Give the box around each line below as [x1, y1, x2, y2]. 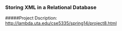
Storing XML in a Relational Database [5, 4, 97, 11]
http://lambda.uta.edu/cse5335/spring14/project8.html [5, 20, 117, 26]
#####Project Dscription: [5, 15, 57, 21]
